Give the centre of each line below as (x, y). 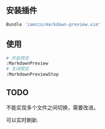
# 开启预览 (18, 58)
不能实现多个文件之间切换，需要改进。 (52, 107)
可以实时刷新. (23, 120)
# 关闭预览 (18, 69)
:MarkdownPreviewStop (33, 74)
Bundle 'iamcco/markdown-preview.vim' (53, 24)
